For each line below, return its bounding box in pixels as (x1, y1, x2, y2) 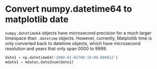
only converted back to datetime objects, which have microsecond (5, 40, 141, 46)
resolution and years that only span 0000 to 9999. (5, 46, 108, 51)
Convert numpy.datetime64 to (5, 3, 132, 15)
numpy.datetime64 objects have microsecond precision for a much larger (5, 30, 152, 36)
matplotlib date (5, 14, 69, 25)
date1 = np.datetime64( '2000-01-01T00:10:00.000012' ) (5, 55, 118, 60)
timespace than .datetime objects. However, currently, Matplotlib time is (5, 35, 152, 41)
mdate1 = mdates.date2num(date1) (5, 60, 74, 65)
